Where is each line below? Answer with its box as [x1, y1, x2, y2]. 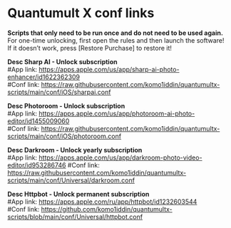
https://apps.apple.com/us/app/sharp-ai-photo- [38, 65, 180, 73]
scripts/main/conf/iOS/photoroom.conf [7, 132, 122, 140]
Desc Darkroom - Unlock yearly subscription [7, 145, 143, 154]
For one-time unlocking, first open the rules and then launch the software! [7, 36, 225, 44]
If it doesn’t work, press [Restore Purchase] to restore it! [7, 43, 173, 52]
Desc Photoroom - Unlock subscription [7, 101, 125, 110]
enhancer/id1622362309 [7, 73, 81, 81]
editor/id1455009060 [7, 116, 70, 125]
